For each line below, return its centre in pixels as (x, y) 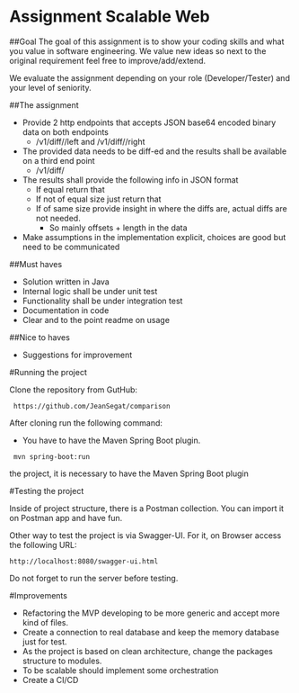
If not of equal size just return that (98, 199)
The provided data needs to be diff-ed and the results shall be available (154, 151)
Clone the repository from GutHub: (73, 390)
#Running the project (48, 372)
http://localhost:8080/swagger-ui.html (84, 561)
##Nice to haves (40, 337)
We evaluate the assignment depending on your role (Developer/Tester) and (149, 77)
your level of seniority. (50, 87)
